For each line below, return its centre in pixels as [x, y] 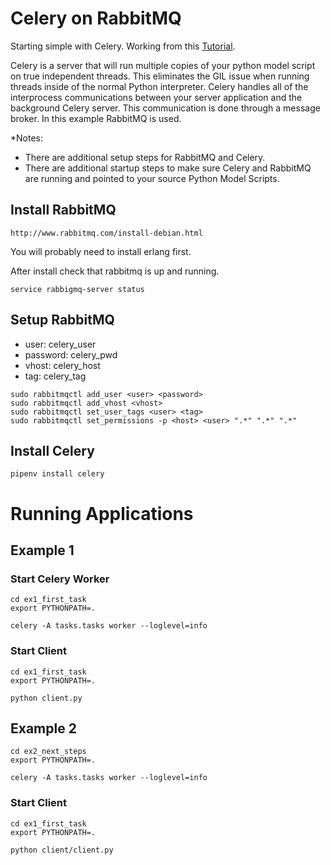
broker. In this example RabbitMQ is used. [96, 118]
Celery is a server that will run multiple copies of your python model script [163, 65]
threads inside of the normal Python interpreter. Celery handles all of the [159, 86]
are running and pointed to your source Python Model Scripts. [152, 178]
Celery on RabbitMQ [96, 18]
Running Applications [102, 513]
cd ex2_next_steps [48, 752]
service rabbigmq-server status [77, 289]
